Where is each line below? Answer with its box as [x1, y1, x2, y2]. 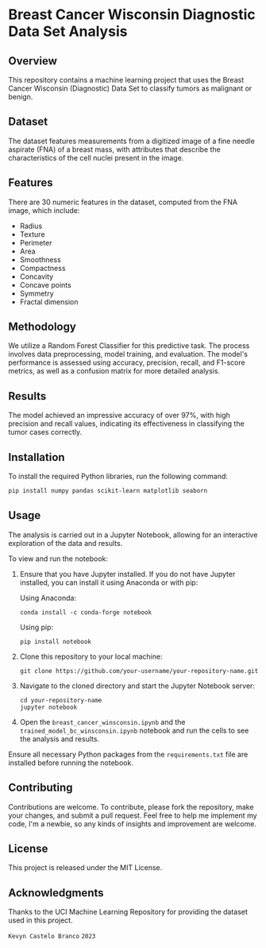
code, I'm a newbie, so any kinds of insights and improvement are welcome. [8, 818, 256, 828]
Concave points [19, 280, 71, 289]
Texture [19, 229, 45, 239]
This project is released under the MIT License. [8, 863, 163, 873]
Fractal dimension [19, 296, 79, 307]
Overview [8, 54, 58, 68]
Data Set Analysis [8, 22, 128, 41]
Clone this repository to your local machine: [19, 652, 163, 661]
